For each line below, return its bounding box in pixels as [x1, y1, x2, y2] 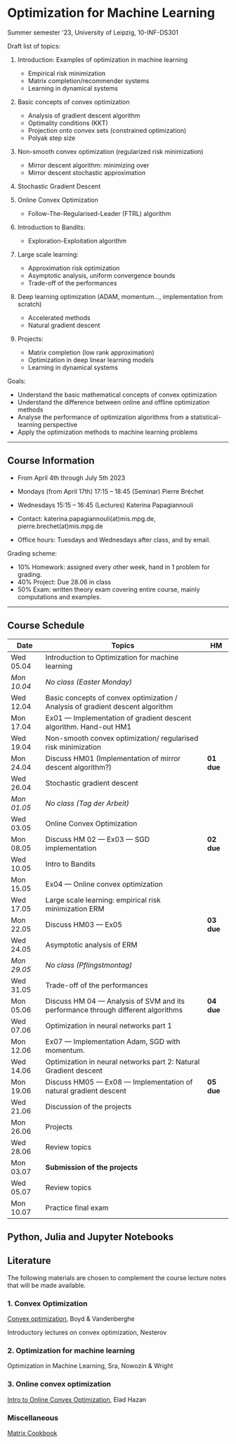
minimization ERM [45, 904, 105, 914]
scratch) [17, 300, 42, 308]
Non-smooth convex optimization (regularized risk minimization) [17, 147, 204, 155]
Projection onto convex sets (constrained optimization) [27, 126, 187, 134]
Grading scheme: [7, 549, 58, 557]
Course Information [7, 455, 95, 467]
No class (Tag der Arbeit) [45, 798, 130, 808]
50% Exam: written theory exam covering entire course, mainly [17, 585, 200, 594]
